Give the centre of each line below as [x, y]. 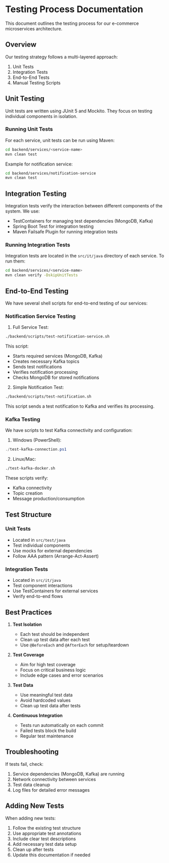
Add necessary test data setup [45, 844]
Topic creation [28, 493]
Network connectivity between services [54, 779]
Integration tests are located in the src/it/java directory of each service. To [85, 256]
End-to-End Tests [31, 77]
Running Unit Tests [29, 129]
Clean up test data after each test [55, 639]
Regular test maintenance [47, 736]
